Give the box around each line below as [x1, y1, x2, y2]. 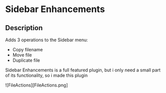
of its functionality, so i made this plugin [5, 72, 88, 78]
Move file [12, 52, 32, 58]
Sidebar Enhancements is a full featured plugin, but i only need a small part [5, 67, 161, 73]
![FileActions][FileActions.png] [5, 82, 68, 88]
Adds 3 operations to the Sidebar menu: [5, 37, 88, 43]
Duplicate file [12, 57, 40, 63]
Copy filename [12, 47, 43, 52]
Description [5, 24, 43, 32]
